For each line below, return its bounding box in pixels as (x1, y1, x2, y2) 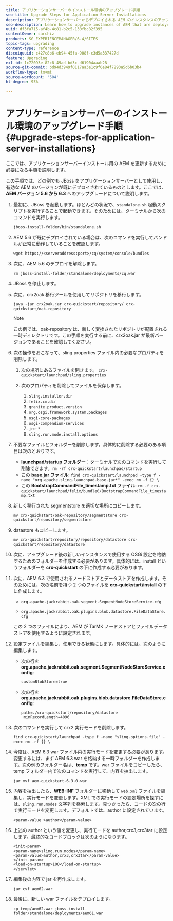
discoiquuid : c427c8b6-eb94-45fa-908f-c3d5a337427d (6, 50, 119, 56)
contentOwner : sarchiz (6, 31, 54, 37)
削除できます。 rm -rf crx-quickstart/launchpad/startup (21, 465, 142, 471)
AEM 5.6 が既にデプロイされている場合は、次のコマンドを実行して (13, 234, 153, 240)
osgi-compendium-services (28, 421, 84, 426)
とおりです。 (31, 448, 59, 454)
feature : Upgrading (6, 55, 48, 61)
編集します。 (13, 647, 41, 653)
